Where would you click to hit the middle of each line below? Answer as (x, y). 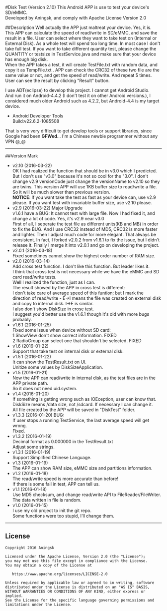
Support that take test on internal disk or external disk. (68, 351)
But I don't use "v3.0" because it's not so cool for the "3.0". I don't (80, 176)
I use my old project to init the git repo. (52, 511)
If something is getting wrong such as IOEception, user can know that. (84, 399)
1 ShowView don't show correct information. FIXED (64, 335)
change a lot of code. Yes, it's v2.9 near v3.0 (58, 219)
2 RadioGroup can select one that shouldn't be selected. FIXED (77, 341)
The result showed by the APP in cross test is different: (69, 288)
